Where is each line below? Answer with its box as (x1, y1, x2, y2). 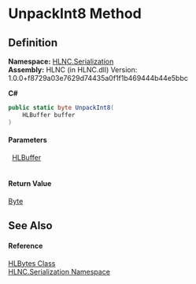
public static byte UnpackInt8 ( (8, 104, 114, 111)
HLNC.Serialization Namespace (8, 267, 110, 276)
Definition (8, 36, 57, 49)
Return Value (8, 179, 52, 188)
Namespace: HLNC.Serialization (8, 56, 114, 66)
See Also (8, 219, 53, 232)
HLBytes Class (8, 258, 56, 268)
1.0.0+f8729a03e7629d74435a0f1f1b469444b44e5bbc (8, 74, 189, 82)
